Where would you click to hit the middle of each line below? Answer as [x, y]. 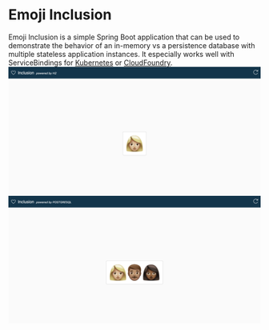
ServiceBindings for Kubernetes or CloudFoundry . [90, 63]
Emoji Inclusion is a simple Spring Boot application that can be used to [124, 37]
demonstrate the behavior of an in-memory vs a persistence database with [132, 45]
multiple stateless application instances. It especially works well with [121, 54]
